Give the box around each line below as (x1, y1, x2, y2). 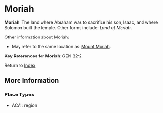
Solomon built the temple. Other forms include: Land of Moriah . (4, 24, 132, 30)
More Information (4, 76, 59, 85)
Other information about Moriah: (4, 34, 69, 40)
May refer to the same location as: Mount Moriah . (11, 43, 111, 49)
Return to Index (4, 62, 36, 68)
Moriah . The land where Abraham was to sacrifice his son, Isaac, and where (4, 19, 158, 25)
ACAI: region (11, 102, 38, 108)
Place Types (4, 91, 35, 98)
